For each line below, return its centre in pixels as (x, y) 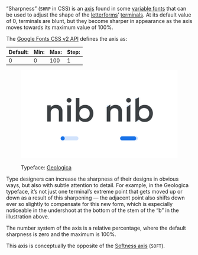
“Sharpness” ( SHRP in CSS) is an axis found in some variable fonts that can (96, 9)
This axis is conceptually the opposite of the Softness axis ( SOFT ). (86, 246)
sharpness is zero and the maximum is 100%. (61, 234)
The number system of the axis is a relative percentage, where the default (96, 228)
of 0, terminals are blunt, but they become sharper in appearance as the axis (99, 21)
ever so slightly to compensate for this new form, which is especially (90, 204)
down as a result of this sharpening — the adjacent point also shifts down (95, 198)
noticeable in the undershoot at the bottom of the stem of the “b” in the (92, 210)
